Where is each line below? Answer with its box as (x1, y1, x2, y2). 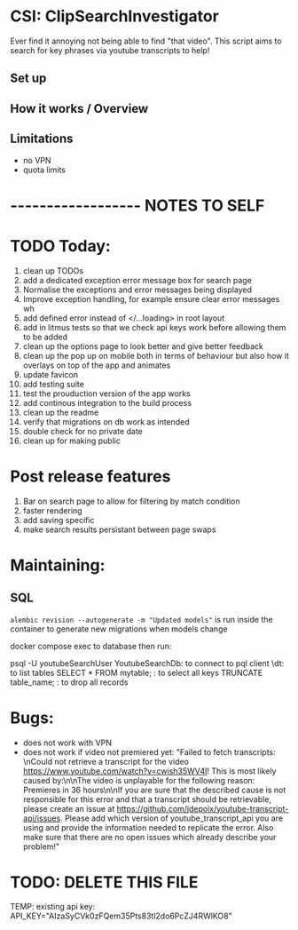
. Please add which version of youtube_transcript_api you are (59, 813, 283, 823)
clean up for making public (22, 435, 121, 446)
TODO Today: (10, 235, 112, 256)
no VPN (22, 155, 51, 165)
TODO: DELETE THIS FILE (10, 872, 199, 892)
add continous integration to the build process (22, 397, 192, 408)
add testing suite (22, 378, 85, 389)
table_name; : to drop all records (10, 677, 129, 688)
